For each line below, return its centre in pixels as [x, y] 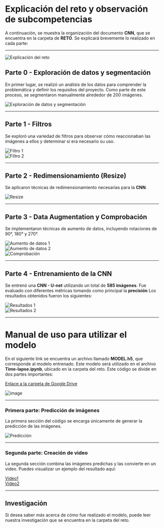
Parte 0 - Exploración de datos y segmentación [78, 73]
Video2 [12, 483]
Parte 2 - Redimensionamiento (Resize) [66, 176]
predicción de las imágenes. [33, 426]
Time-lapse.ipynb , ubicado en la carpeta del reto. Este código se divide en [81, 369]
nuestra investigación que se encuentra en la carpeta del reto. [68, 520]
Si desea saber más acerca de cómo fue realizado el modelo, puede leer [78, 515]
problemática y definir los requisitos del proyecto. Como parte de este [75, 89]
